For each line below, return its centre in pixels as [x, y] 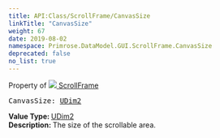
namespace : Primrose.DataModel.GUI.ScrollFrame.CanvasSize [110, 46]
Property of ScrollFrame [54, 85]
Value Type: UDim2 [41, 116]
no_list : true [32, 62]
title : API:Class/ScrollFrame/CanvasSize [80, 16]
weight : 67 [27, 31]
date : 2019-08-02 [38, 39]
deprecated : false [39, 54]
